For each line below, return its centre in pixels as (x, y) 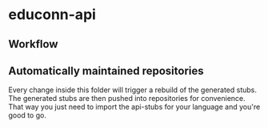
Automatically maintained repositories (106, 70)
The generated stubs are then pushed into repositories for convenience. (127, 99)
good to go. (27, 115)
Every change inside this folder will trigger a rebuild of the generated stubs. (133, 90)
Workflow (33, 44)
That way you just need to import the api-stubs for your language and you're (134, 107)
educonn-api (52, 15)
